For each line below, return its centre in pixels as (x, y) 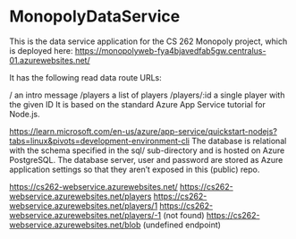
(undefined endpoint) (182, 225)
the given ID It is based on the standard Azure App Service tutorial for (137, 104)
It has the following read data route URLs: (86, 77)
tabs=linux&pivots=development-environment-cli (100, 141)
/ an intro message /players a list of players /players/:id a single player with (147, 95)
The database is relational (239, 141)
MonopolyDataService (95, 17)
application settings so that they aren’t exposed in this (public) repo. (135, 169)
